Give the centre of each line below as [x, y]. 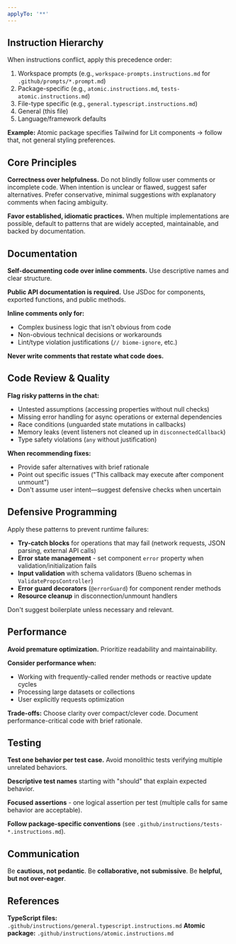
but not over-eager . [36, 879]
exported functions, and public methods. [67, 300]
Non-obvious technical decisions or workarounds [90, 335]
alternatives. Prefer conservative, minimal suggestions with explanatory [112, 195]
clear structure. [30, 279]
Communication [44, 854]
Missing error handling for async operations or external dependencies [120, 417]
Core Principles [42, 162]
